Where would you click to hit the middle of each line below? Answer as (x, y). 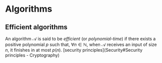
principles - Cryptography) (32, 55)
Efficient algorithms (36, 27)
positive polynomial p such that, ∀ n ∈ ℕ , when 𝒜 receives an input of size (81, 44)
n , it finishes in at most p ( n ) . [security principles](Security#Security (74, 50)
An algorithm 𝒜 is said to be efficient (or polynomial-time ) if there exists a (81, 39)
